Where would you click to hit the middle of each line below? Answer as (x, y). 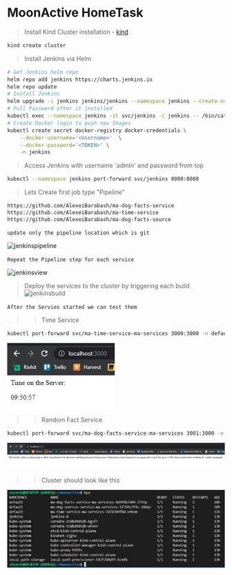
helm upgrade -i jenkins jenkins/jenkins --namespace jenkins (98, 102)
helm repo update (32, 87)
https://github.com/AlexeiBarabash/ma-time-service (83, 213)
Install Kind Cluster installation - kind (76, 32)
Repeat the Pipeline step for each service (71, 260)
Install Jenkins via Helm (58, 58)
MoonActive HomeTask (75, 13)
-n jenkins (35, 152)
